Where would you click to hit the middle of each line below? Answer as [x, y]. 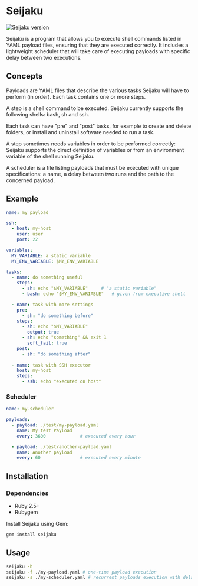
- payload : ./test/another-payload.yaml [62, 447]
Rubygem [26, 512]
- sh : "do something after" [56, 354]
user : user [30, 234]
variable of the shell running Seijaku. [50, 156]
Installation [27, 476]
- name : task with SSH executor [51, 365]
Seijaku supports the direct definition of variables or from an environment [95, 150]
